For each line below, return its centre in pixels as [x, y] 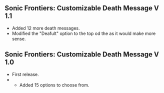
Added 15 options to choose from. [54, 85]
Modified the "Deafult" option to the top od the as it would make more [84, 33]
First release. [25, 74]
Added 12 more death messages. [46, 28]
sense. [19, 38]
